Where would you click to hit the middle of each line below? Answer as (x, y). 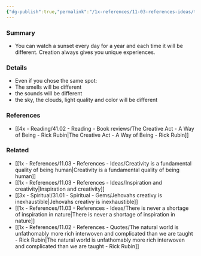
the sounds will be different (48, 94)
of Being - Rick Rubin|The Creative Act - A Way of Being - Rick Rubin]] (102, 135)
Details (17, 68)
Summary (21, 32)
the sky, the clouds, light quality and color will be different (86, 100)
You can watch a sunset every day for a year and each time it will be (99, 46)
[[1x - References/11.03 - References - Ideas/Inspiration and (89, 182)
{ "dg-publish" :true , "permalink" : (48, 12)
